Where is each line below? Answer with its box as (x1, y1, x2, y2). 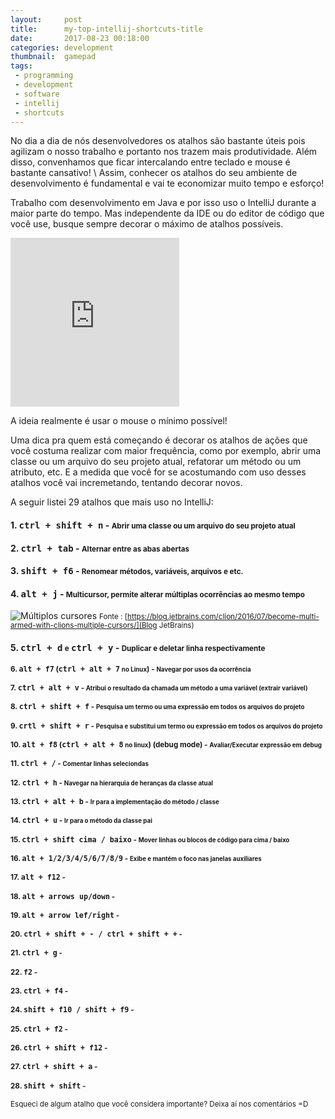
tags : (10, 61, 33, 71)
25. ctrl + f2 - (10, 1024, 69, 1034)
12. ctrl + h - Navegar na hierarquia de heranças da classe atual (10, 777, 213, 788)
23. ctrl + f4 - (10, 986, 69, 996)
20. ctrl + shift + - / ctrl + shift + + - (10, 929, 183, 940)
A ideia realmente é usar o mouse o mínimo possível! (10, 415, 228, 427)
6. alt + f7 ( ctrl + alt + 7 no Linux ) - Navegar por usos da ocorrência (10, 664, 252, 674)
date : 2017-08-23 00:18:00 (10, 33, 150, 43)
